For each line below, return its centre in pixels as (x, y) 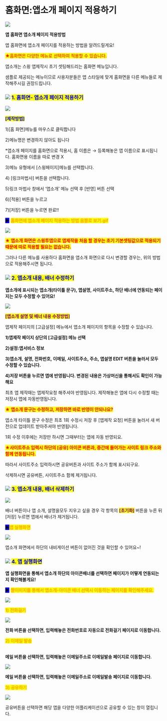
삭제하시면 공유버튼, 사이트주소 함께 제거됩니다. (51, 475)
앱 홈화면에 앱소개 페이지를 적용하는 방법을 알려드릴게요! (60, 45)
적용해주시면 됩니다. (34, 264)
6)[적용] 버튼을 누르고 (26, 199)
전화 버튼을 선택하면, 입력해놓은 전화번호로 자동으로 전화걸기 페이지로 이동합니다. (83, 630)
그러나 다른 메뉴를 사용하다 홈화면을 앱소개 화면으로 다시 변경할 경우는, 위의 (78, 258)
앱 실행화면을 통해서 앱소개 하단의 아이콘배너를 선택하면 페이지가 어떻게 (74, 573)
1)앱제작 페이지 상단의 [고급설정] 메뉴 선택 (45, 337)
